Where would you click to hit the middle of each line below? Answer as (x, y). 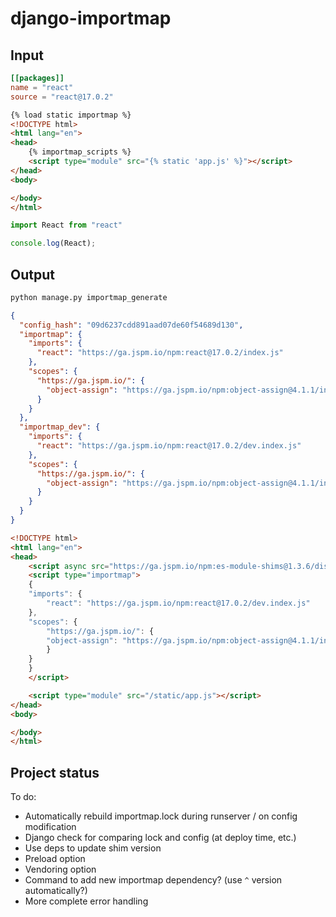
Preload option (55, 859)
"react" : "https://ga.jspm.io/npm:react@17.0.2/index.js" (160, 353)
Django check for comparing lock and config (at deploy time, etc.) (160, 838)
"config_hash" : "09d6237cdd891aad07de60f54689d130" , (131, 325)
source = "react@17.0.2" (62, 97)
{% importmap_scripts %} (80, 152)
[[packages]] (37, 78)
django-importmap (91, 18)
